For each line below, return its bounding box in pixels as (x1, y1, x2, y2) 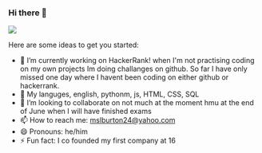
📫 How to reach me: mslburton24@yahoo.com (19, 116, 176, 125)
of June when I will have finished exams (19, 107, 152, 116)
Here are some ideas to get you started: (8, 40, 140, 50)
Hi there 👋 (8, 7, 48, 18)
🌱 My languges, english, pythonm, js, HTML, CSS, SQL (19, 89, 200, 99)
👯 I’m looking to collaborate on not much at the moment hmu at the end (19, 98, 254, 108)
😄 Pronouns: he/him (19, 127, 88, 136)
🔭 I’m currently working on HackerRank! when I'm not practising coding (19, 56, 255, 65)
